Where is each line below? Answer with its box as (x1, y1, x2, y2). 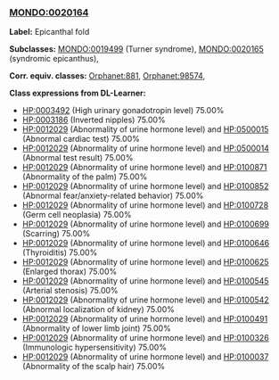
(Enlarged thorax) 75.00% (21, 266, 118, 277)
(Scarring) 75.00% (21, 228, 91, 239)
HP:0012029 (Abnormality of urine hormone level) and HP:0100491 (21, 314, 268, 325)
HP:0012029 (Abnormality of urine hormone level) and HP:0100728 (21, 200, 269, 211)
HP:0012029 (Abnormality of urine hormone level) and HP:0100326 (21, 333, 269, 343)
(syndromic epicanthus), (9, 54, 100, 64)
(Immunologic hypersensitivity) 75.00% (21, 342, 168, 353)
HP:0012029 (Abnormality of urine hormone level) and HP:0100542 (21, 294, 269, 305)
